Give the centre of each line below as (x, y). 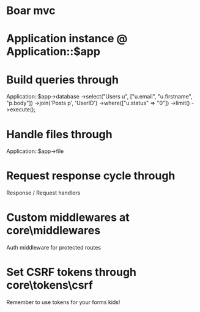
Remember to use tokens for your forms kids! (63, 302)
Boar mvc (31, 11)
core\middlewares (54, 231)
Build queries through (63, 80)
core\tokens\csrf (50, 285)
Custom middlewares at (68, 217)
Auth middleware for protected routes (54, 248)
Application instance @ (67, 39)
